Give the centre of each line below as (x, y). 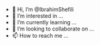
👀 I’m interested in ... (38, 16)
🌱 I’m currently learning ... (44, 22)
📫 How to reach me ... (40, 36)
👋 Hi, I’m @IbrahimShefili (43, 9)
